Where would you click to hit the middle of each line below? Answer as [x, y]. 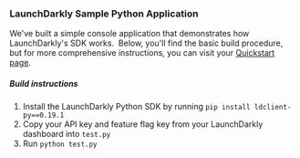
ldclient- [273, 108]
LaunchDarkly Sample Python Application [104, 14]
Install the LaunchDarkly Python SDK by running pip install [136, 107]
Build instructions [44, 83]
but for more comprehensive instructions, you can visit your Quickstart [142, 53]
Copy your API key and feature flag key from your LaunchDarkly [143, 124]
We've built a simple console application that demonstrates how [129, 34]
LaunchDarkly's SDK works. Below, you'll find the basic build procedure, [146, 43]
